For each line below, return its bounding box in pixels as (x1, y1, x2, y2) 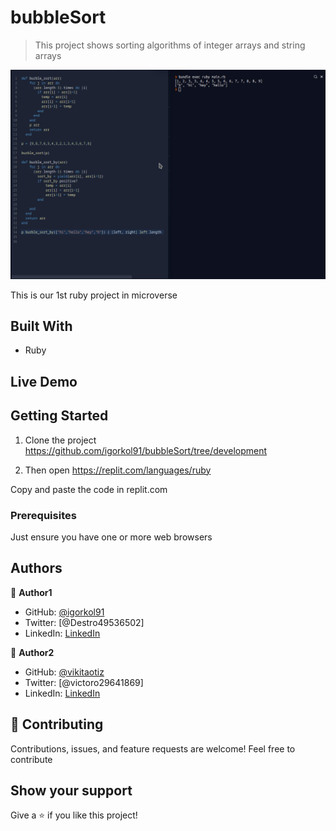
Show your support (10, 782, 133, 799)
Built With (10, 318, 73, 335)
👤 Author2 (10, 646, 55, 658)
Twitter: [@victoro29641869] (24, 676, 144, 688)
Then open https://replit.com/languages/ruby (24, 464, 212, 476)
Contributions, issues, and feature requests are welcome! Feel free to (10, 742, 296, 755)
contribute (10, 753, 53, 765)
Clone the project (24, 434, 97, 446)
